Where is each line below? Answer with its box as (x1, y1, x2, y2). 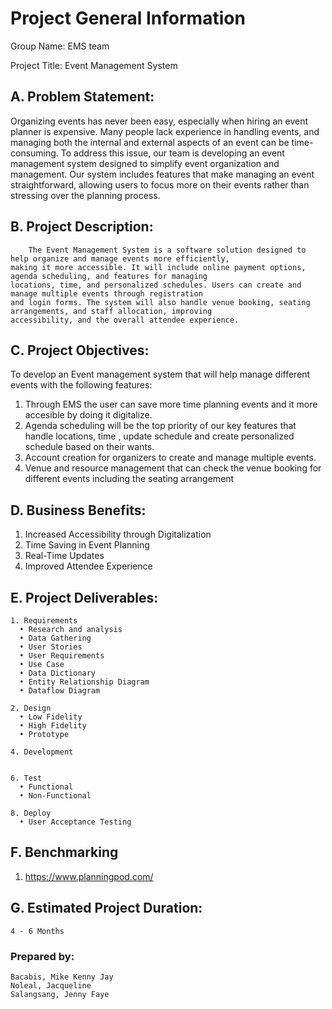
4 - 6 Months (10, 926, 65, 936)
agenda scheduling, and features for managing (10, 271, 208, 281)
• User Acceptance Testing (19, 817, 132, 827)
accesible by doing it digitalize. (24, 409, 153, 421)
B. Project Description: (10, 218, 154, 236)
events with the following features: (10, 379, 153, 391)
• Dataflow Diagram (19, 686, 101, 696)
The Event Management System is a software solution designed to (28, 245, 307, 255)
